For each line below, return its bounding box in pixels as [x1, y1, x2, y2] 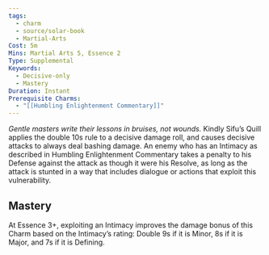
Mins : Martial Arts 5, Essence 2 [8, 49, 121, 57]
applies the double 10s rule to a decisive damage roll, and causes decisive [8, 132, 255, 142]
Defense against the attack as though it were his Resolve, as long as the [8, 158, 248, 168]
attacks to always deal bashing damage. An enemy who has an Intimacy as [8, 141, 258, 151]
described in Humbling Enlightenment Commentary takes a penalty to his [8, 150, 252, 160]
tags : [8, 11, 27, 20]
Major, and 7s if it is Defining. [8, 237, 105, 247]
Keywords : [8, 65, 42, 73]
